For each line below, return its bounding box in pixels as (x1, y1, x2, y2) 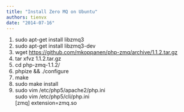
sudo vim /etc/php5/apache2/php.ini (14, 87, 106, 94)
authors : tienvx (6, 14, 47, 20)
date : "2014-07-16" (6, 20, 55, 26)
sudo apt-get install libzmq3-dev (14, 42, 96, 49)
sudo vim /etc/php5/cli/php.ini (14, 93, 90, 100)
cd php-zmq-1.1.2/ (14, 61, 61, 69)
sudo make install (14, 80, 59, 88)
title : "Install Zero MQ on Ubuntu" (6, 8, 98, 15)
